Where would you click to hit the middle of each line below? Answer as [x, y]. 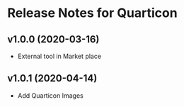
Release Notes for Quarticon [93, 13]
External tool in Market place [59, 56]
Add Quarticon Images [50, 95]
